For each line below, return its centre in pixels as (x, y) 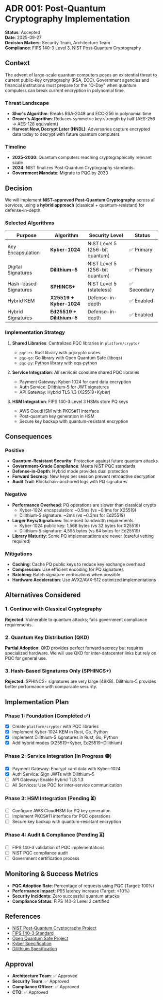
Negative (16, 494)
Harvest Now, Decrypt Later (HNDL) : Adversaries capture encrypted (81, 129)
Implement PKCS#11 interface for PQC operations (61, 816)
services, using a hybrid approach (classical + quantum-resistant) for (75, 205)
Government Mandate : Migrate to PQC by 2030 (60, 173)
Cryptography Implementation (67, 19)
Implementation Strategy (35, 332)
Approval (19, 964)
